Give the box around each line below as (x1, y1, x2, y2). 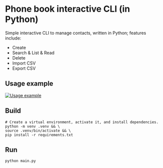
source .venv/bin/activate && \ (5, 128, 71, 133)
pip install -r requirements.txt (5, 132, 73, 137)
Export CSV (12, 65, 36, 71)
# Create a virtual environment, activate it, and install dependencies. (5, 120, 159, 125)
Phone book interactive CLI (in (5, 3, 130, 15)
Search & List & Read (12, 50, 55, 56)
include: (5, 35, 22, 41)
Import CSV (12, 60, 36, 66)
